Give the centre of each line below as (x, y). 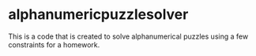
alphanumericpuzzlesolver (98, 15)
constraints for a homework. (54, 44)
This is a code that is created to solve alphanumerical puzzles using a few (128, 36)
